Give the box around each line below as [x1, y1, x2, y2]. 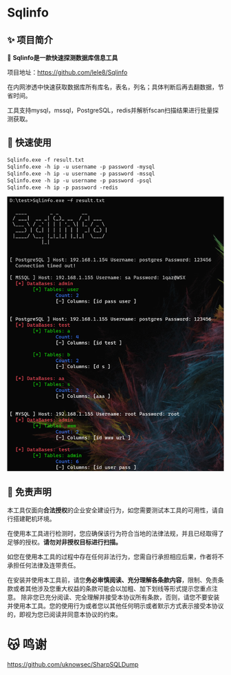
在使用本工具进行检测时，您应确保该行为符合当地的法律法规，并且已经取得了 [7, 529, 224, 537]
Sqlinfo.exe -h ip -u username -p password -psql [7, 177, 153, 184]
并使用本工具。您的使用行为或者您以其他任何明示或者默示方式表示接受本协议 [7, 601, 224, 609]
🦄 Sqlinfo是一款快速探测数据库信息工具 [7, 54, 118, 61]
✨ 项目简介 [7, 34, 54, 46]
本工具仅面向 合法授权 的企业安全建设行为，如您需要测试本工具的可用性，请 [7, 505, 218, 514]
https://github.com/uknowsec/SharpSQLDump [7, 660, 139, 668]
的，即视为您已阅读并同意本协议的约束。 [7, 610, 122, 618]
